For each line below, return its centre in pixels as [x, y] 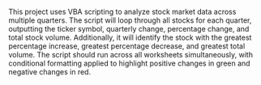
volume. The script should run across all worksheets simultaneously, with [131, 55]
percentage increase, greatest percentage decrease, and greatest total [127, 46]
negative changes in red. [50, 72]
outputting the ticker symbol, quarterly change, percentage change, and [129, 29]
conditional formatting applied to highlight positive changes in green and [129, 63]
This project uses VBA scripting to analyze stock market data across [122, 12]
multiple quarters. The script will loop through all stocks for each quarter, [130, 20]
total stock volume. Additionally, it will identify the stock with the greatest [130, 37]
